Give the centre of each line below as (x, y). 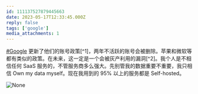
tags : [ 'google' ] (27, 28)
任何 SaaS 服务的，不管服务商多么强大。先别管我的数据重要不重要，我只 (99, 66)
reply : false (22, 22)
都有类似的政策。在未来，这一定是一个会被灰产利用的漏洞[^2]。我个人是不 (96, 59)
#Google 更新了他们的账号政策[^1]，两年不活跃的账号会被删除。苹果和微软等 (99, 51)
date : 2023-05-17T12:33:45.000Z (46, 17)
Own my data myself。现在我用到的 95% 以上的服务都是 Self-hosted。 (99, 73)
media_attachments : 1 (33, 34)
